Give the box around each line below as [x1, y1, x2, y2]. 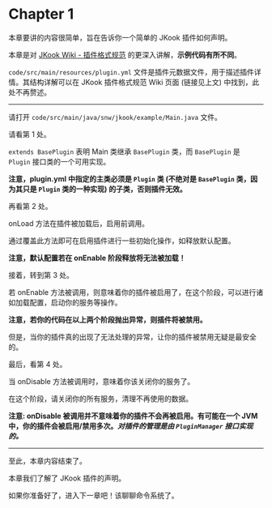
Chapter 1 [8, 5, 74, 23]
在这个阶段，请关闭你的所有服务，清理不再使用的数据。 [8, 394, 193, 403]
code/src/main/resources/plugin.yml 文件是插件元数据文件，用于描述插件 [8, 66, 255, 77]
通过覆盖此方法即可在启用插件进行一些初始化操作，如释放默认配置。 [8, 236, 236, 245]
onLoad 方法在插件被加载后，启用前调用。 [8, 218, 150, 228]
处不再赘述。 [8, 87, 51, 97]
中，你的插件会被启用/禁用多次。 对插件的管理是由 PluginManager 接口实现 [8, 420, 253, 430]
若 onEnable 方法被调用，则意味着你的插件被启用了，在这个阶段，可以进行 [8, 287, 257, 297]
